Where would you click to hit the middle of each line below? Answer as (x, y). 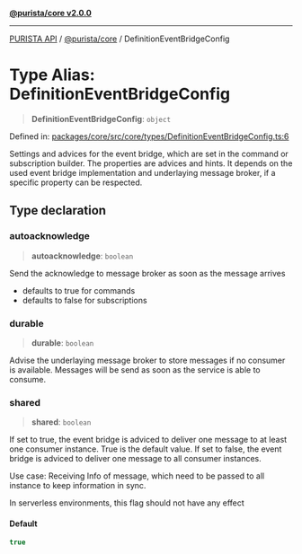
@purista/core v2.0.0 (50, 13)
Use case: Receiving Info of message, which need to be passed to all (137, 476)
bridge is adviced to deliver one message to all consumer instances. (136, 459)
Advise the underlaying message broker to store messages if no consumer (147, 360)
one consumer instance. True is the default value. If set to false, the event (146, 449)
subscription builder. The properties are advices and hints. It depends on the (151, 163)
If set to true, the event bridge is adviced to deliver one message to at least (148, 440)
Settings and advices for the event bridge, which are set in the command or (149, 154)
